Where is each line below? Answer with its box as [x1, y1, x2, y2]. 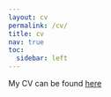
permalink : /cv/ [8, 21, 68, 30]
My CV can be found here [8, 78, 102, 88]
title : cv [8, 29, 45, 38]
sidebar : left [16, 54, 68, 63]
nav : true [8, 37, 45, 47]
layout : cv [8, 12, 48, 22]
